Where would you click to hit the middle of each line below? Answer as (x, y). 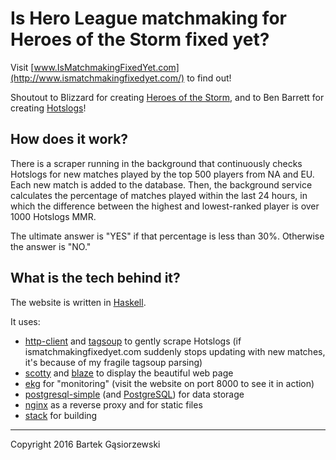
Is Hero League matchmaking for (148, 18)
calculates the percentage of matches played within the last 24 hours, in (159, 195)
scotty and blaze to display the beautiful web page (129, 373)
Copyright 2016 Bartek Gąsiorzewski (85, 444)
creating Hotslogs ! (48, 108)
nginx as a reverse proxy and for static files (113, 404)
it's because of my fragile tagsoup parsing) (113, 362)
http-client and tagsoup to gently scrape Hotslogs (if (133, 341)
